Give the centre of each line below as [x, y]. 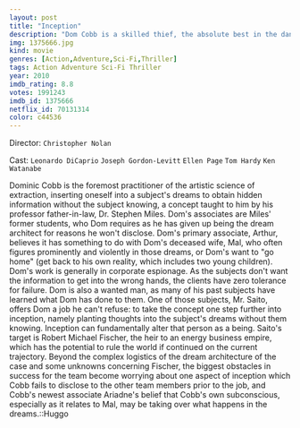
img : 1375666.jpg [42, 43]
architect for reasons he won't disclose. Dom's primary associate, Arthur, [144, 233]
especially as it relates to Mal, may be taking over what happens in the [138, 405]
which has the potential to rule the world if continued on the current [133, 347]
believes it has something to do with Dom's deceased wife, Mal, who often [146, 243]
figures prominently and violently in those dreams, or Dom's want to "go [142, 253]
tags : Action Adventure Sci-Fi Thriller [86, 68]
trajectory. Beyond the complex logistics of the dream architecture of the [143, 357]
